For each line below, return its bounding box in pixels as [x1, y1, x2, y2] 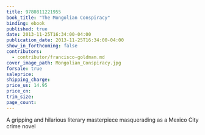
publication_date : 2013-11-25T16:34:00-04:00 [6, 37, 124, 43]
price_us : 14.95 [6, 83, 48, 89]
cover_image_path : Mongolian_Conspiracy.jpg [6, 60, 121, 66]
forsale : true [6, 65, 43, 72]
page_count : [6, 99, 37, 105]
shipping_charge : [6, 77, 51, 83]
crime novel [6, 122, 36, 130]
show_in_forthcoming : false [6, 43, 78, 49]
